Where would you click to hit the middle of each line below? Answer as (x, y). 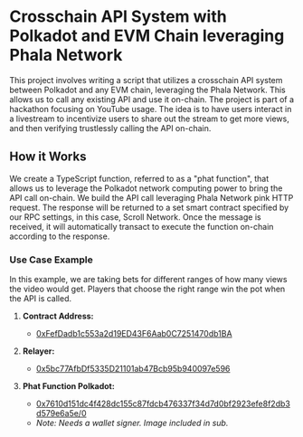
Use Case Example (51, 260)
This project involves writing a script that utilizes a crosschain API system (146, 80)
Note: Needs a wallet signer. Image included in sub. (132, 423)
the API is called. (41, 299)
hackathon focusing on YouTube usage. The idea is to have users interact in (151, 109)
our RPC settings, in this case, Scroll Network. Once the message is (135, 217)
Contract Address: (58, 316)
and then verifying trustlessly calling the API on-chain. (110, 128)
